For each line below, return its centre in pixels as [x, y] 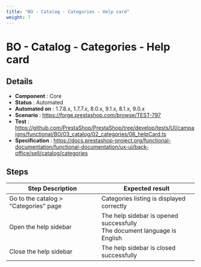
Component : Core [38, 96]
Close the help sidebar [41, 251]
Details [19, 82]
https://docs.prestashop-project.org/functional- [112, 140]
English [112, 238]
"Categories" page [35, 206]
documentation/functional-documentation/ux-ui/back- [82, 146]
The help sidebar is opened [140, 216]
